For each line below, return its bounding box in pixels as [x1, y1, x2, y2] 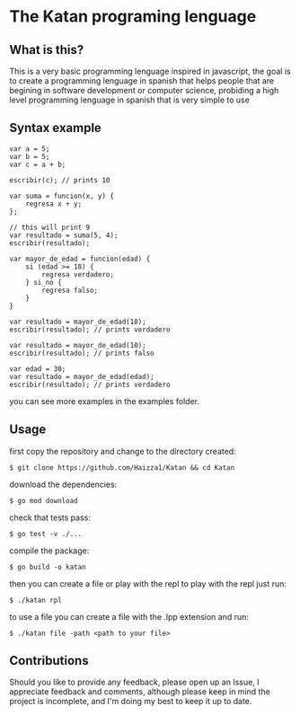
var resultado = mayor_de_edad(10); [9, 340, 146, 349]
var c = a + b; [9, 160, 66, 169]
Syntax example [9, 120, 101, 136]
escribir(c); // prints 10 [9, 175, 110, 185]
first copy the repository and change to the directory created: [9, 446, 236, 456]
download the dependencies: [9, 479, 118, 490]
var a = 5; [9, 144, 50, 154]
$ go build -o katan [9, 562, 87, 571]
